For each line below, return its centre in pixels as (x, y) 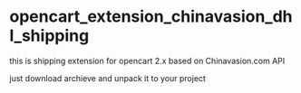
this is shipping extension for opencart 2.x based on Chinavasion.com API (147, 60)
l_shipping (49, 36)
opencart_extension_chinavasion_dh (151, 17)
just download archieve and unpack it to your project (108, 78)
